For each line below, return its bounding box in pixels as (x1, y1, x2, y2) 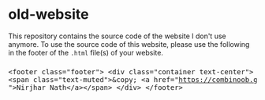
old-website (8, 5, 89, 23)
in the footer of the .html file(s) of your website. (8, 48, 164, 57)
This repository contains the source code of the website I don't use (8, 31, 226, 41)
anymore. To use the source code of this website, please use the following (8, 39, 250, 48)
